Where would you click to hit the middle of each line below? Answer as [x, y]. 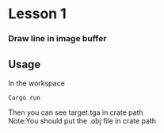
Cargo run [25, 97]
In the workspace [36, 83]
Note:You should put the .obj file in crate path [82, 120]
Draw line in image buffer [57, 39]
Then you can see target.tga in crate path [76, 112]
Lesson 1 [38, 14]
